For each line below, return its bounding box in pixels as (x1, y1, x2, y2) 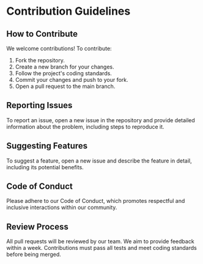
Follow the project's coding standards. (15, 70, 112, 77)
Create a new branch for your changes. (15, 63, 114, 70)
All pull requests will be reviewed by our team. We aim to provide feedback (6, 238, 194, 245)
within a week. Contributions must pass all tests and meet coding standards (6, 244, 197, 252)
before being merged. (6, 251, 61, 258)
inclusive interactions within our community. (6, 204, 117, 211)
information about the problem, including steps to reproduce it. (6, 123, 164, 130)
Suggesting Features (6, 141, 88, 151)
